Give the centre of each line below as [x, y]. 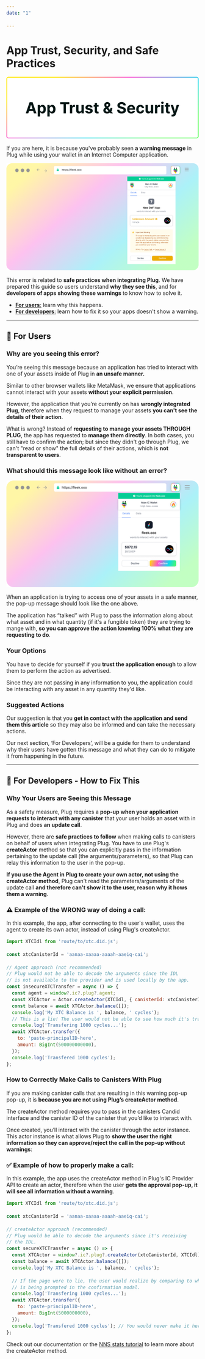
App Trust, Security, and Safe [83, 50]
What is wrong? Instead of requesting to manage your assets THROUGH [99, 429]
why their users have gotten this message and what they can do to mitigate [101, 750]
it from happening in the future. [45, 756]
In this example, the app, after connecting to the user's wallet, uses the [95, 923]
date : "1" [19, 13]
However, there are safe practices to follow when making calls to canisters [101, 836]
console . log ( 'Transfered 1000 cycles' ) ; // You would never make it [101, 1326]
